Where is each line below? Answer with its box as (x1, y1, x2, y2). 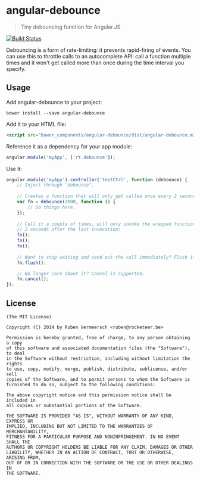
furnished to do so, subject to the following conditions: (6, 381, 156, 387)
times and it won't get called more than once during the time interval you (6, 59, 185, 66)
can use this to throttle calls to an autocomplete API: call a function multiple (6, 52, 191, 60)
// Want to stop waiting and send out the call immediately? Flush (17, 254, 187, 260)
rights (6, 361, 23, 367)
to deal (6, 350, 26, 356)
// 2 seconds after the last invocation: (17, 226, 121, 232)
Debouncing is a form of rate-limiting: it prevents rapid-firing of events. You (6, 46, 192, 54)
